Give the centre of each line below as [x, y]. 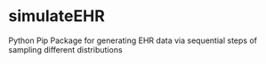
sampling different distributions [65, 49]
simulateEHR [57, 16]
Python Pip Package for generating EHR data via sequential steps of [133, 40]
